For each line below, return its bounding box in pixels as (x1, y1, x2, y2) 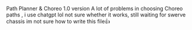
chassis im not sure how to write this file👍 (6, 18, 110, 25)
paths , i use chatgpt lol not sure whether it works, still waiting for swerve (6, 11, 186, 18)
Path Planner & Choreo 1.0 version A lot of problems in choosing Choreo (6, 5, 183, 12)
